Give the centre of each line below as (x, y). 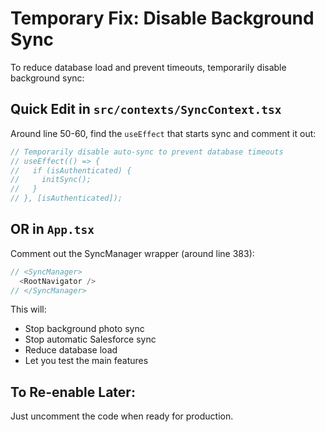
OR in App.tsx (52, 229)
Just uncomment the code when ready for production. (122, 416)
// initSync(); (51, 180)
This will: (28, 309)
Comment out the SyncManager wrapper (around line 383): (132, 253)
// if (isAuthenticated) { (71, 170)
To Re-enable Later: (73, 392)
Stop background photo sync (84, 329)
